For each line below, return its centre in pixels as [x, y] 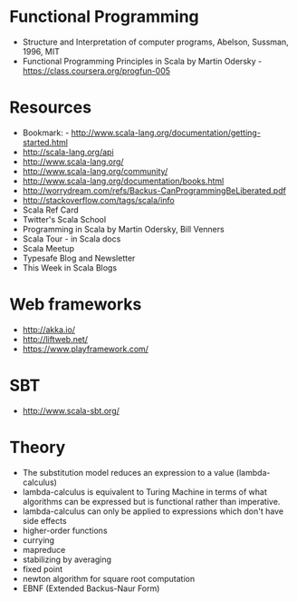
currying [38, 540]
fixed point [43, 568]
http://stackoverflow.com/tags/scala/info [98, 200]
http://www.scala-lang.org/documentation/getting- [166, 133]
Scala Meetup [48, 248]
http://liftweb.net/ [55, 339]
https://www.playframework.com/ [86, 349]
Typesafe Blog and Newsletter [79, 258]
